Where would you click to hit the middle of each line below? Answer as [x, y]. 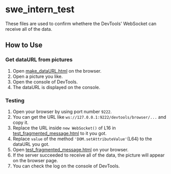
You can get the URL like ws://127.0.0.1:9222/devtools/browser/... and [89, 117]
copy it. [21, 122]
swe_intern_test [40, 9]
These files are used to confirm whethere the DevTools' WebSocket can [81, 24]
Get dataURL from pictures [39, 60]
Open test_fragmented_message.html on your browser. [70, 149]
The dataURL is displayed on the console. [56, 87]
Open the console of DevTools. [45, 82]
